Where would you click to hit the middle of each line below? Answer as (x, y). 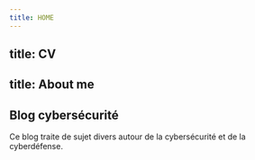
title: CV (33, 54)
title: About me (52, 85)
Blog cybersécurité (64, 115)
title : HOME (32, 18)
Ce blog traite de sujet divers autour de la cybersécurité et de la (127, 137)
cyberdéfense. (36, 147)
